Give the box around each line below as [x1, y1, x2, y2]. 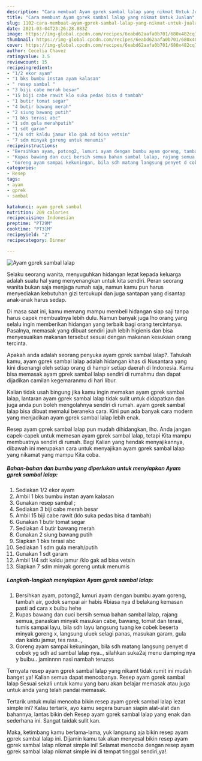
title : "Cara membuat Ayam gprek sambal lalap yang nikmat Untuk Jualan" [7, 14, 195, 20]
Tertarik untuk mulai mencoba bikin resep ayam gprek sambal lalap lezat [7, 697, 186, 705]
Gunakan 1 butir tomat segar [15, 518, 86, 525]
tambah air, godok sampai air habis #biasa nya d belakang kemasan [15, 598, 183, 605]
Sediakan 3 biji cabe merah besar [15, 505, 98, 513]
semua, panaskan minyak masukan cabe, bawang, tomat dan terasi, [15, 617, 183, 624]
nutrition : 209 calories [7, 209, 69, 215]
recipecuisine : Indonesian [7, 215, 74, 221]
